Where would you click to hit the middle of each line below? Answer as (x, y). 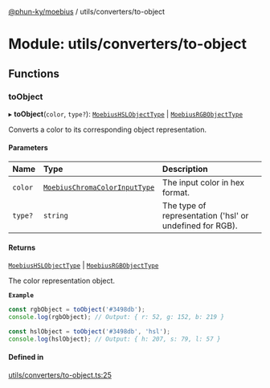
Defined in (26, 357)
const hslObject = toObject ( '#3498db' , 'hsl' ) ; (90, 332)
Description (185, 169)
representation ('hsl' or (205, 216)
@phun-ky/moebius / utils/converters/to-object (87, 12)
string (55, 216)
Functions (34, 74)
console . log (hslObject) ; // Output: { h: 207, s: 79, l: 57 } (115, 339)
